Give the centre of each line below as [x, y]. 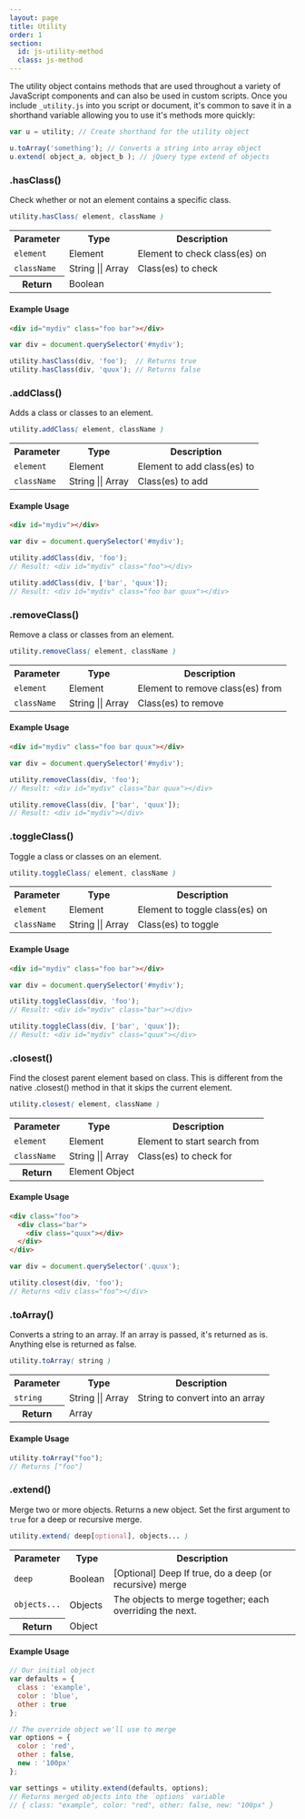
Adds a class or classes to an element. [81, 413]
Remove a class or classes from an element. [92, 635]
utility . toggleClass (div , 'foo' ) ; [75, 1001]
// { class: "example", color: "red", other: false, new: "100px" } [142, 1805]
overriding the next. [155, 1611]
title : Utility [38, 26]
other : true [42, 1704]
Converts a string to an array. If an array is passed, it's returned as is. [139, 1335]
